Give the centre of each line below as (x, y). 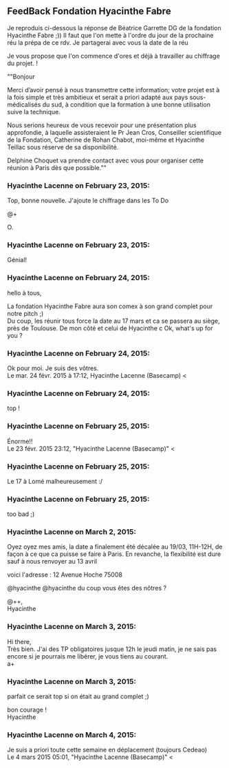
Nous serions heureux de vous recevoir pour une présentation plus (102, 125)
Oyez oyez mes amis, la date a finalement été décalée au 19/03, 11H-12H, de (115, 547)
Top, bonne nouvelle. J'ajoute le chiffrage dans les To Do (88, 201)
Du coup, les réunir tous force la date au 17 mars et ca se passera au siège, (113, 321)
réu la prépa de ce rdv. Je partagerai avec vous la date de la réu (98, 42)
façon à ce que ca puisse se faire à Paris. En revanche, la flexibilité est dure (114, 554)
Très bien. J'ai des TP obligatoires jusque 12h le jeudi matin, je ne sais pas (112, 649)
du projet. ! (22, 63)
